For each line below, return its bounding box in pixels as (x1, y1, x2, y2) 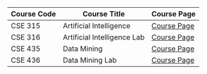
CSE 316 (11, 32, 41, 42)
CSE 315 (11, 21, 41, 30)
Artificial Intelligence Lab (63, 32, 145, 42)
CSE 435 (11, 44, 41, 54)
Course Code (11, 9, 56, 18)
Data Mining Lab (63, 56, 118, 65)
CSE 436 (11, 56, 41, 65)
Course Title (82, 9, 125, 18)
